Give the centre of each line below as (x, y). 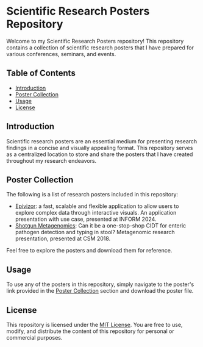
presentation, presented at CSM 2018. (63, 238)
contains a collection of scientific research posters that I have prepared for (100, 48)
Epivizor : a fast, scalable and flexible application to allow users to (97, 206)
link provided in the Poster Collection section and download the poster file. (100, 291)
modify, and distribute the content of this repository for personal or (91, 331)
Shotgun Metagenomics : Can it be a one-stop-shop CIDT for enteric (101, 226)
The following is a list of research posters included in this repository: (92, 195)
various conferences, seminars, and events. (61, 54)
